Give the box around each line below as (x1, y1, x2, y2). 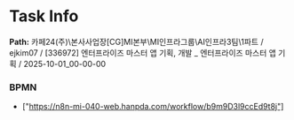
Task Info (9, 6, 79, 26)
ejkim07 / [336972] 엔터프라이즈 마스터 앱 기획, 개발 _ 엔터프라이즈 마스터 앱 (9, 47, 277, 58)
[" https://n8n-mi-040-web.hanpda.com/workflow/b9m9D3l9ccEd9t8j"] (21, 101, 284, 112)
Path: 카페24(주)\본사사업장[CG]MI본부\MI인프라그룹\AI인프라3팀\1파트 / (9, 36, 264, 47)
